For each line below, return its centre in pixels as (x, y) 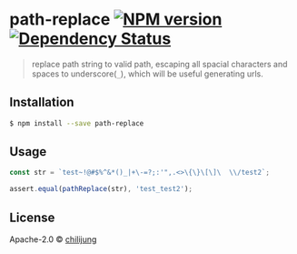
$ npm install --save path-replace (77, 123)
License (32, 217)
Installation (42, 102)
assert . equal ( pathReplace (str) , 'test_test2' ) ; (101, 189)
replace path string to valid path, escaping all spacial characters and (159, 64)
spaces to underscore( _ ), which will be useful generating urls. (147, 74)
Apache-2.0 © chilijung (53, 239)
